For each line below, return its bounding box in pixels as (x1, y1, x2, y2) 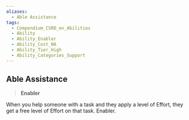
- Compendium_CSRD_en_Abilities (11, 25, 91, 31)
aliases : (6, 8, 28, 15)
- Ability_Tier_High (11, 47, 62, 53)
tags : (6, 19, 19, 25)
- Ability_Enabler (11, 36, 57, 42)
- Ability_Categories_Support (11, 52, 85, 58)
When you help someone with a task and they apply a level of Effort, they (6, 101, 184, 108)
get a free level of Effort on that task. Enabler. (6, 107, 117, 115)
